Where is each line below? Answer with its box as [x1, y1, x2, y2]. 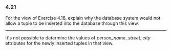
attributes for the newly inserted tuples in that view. [5, 40, 114, 46]
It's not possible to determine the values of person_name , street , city [5, 35, 151, 41]
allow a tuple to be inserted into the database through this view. [5, 20, 139, 26]
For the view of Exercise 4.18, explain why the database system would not [5, 15, 161, 21]
